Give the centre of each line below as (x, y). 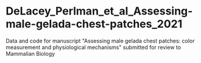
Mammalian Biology (30, 53)
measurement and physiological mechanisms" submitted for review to (93, 47)
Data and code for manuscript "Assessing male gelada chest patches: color (100, 41)
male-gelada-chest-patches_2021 (94, 24)
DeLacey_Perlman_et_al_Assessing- (99, 11)
